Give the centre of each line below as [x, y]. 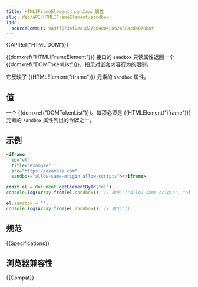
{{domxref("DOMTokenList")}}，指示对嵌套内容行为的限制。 [79, 64]
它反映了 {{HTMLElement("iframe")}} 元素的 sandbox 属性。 [78, 77]
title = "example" [31, 165]
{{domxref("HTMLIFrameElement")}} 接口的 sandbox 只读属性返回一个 [90, 57]
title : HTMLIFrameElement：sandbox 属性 [55, 12]
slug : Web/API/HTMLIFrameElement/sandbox [58, 17]
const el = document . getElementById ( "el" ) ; [60, 187]
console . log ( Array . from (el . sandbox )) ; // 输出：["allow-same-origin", [93, 193]
